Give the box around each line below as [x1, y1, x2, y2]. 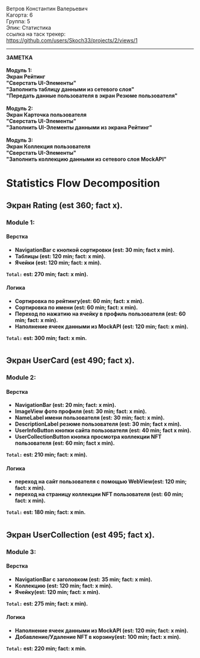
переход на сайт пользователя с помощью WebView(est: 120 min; [14, 478, 187, 485]
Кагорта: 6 [6, 11, 33, 19]
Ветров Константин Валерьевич [6, 5, 88, 12]
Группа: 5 [6, 18, 31, 25]
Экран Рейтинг [6, 73, 46, 80]
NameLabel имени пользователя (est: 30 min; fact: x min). [14, 414, 165, 421]
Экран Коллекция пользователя [6, 143, 91, 150]
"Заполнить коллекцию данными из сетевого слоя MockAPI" [6, 155, 167, 163]
